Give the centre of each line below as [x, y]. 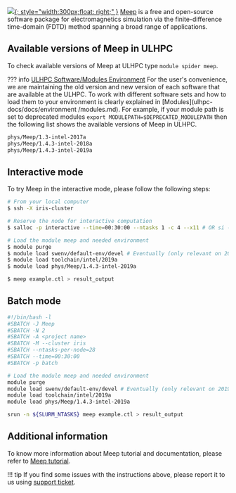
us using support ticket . [41, 482]
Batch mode [34, 301]
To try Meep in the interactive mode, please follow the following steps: [109, 189]
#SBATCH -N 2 [26, 331]
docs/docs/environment [42, 109]
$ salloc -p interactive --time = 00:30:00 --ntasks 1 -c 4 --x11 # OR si [116, 228]
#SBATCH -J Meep [31, 324]
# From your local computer [48, 202]
